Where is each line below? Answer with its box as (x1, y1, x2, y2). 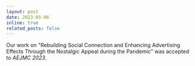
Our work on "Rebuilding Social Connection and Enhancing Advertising (6, 42, 181, 49)
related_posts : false (6, 25, 60, 32)
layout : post (6, 8, 39, 15)
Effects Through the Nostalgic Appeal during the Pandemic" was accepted (6, 48, 190, 55)
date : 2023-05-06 (6, 14, 49, 20)
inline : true (6, 20, 39, 26)
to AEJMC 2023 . (6, 54, 47, 61)
